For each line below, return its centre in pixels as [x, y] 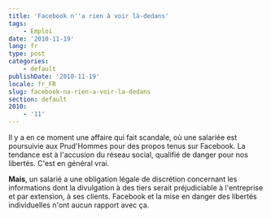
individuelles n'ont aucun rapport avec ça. [79, 205]
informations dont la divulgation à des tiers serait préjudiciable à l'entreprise [136, 187]
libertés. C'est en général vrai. [59, 163]
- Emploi [38, 31]
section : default [38, 99]
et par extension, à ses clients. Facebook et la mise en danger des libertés [133, 196]
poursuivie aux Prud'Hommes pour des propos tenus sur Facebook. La [127, 146]
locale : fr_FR [33, 84]
